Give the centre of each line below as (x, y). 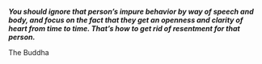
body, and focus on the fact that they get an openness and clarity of (126, 20)
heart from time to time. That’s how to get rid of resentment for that (124, 28)
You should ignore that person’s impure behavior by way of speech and (131, 12)
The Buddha (29, 52)
